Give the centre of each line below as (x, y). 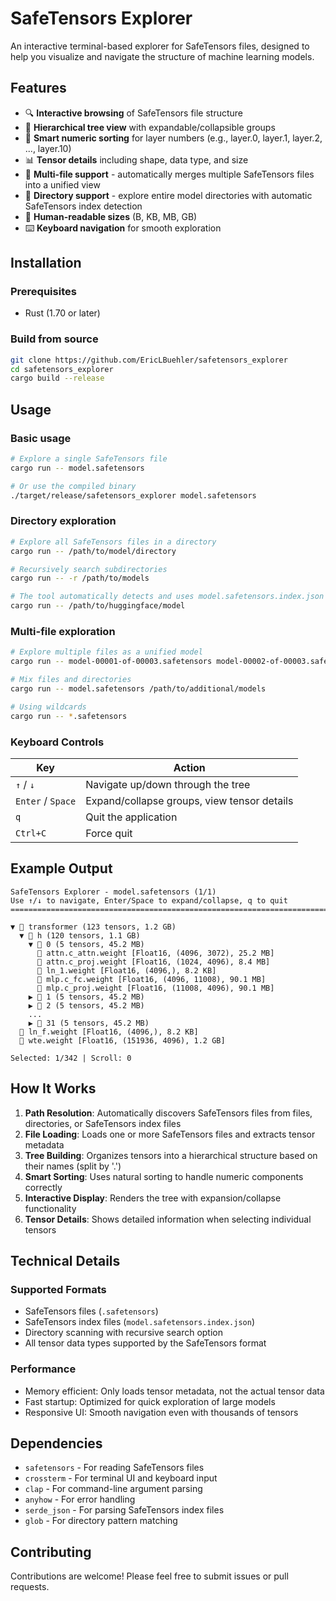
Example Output (61, 868)
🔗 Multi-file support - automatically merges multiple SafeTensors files (169, 174)
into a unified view (62, 184)
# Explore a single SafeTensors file (89, 459)
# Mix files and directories (71, 680)
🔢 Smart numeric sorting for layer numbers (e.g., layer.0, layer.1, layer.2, (173, 138)
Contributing (51, 1552)
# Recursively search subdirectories (89, 569)
